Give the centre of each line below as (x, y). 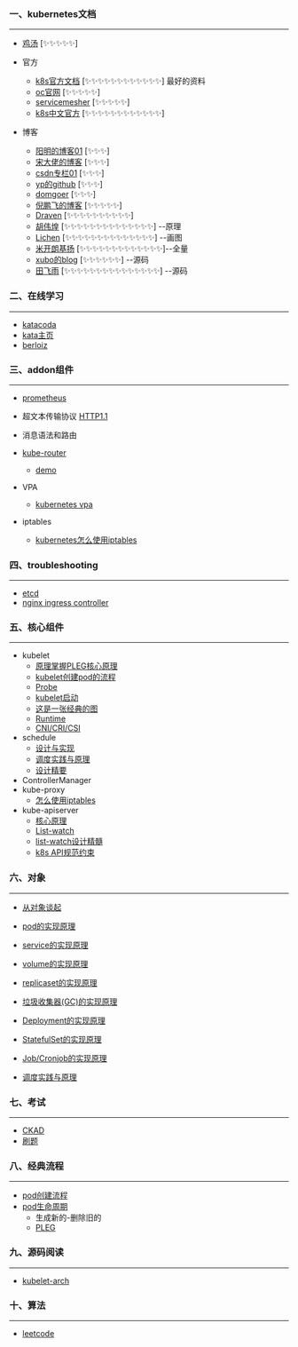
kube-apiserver (50, 811)
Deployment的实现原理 (64, 1020)
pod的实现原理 (49, 926)
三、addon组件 (41, 369)
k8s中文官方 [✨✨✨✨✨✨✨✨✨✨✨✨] (100, 114)
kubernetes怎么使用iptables (86, 540)
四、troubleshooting (54, 565)
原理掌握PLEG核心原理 (76, 666)
